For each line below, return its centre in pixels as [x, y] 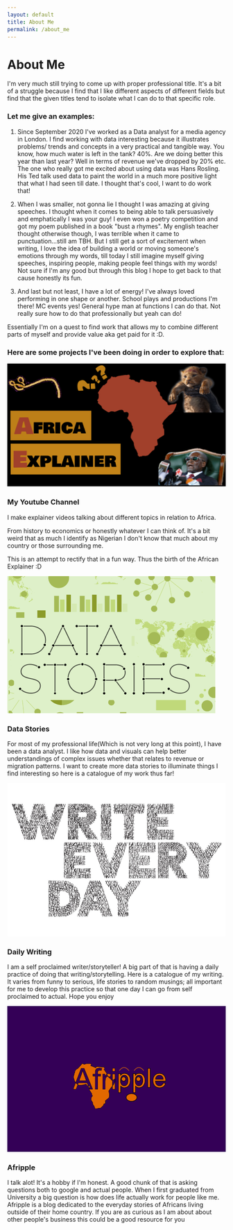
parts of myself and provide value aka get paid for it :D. [86, 334]
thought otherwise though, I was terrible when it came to [98, 233]
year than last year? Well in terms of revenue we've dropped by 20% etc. [121, 161]
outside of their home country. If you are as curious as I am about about [110, 1212]
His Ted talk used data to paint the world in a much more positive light [117, 176]
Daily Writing [29, 952]
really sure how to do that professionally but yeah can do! [100, 313]
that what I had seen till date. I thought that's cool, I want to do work [114, 183]
